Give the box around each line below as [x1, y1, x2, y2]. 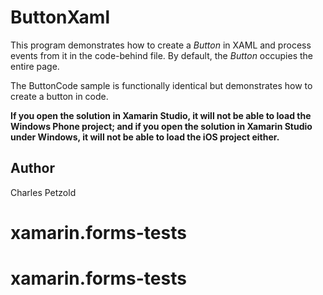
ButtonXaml [10, 6, 110, 29]
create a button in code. [10, 90, 109, 102]
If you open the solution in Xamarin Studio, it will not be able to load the [10, 109, 312, 121]
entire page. [10, 60, 60, 72]
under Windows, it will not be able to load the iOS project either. [10, 131, 280, 143]
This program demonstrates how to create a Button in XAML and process [10, 39, 312, 51]
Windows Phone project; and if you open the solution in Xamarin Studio [10, 120, 313, 132]
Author [10, 160, 55, 177]
